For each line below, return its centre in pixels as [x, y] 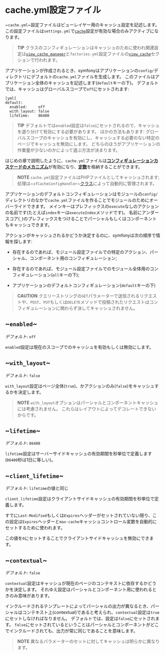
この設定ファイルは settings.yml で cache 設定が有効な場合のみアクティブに [80, 31]
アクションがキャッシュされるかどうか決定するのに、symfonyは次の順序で [81, 235]
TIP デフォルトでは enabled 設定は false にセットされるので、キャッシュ [88, 125]
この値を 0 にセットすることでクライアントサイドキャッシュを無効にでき [77, 538]
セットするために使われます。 [35, 528]
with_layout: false [30, 111]
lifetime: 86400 [30, 116]
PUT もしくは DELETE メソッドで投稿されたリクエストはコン [101, 302]
